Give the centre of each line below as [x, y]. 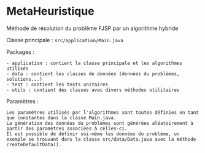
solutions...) [25, 79]
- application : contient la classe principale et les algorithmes [95, 63]
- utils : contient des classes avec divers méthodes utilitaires [93, 90]
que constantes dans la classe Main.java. [61, 118]
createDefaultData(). [34, 144]
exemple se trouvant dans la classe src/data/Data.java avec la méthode [101, 139]
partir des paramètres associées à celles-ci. [67, 129]
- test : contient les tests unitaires [57, 84]
